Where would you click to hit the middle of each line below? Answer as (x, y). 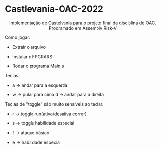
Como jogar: (18, 37)
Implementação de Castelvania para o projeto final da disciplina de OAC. (83, 23)
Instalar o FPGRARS (32, 56)
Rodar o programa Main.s (38, 66)
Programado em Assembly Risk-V (83, 28)
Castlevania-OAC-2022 (54, 9)
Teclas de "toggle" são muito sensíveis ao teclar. (54, 104)
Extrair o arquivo (29, 47)
